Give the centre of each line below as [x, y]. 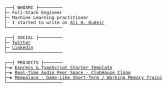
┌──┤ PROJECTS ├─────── [33, 62]
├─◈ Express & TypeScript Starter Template [58, 67]
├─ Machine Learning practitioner [46, 17]
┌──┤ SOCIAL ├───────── [33, 37]
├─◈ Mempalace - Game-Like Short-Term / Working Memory [74, 77]
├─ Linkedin [19, 47]
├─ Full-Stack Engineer [33, 12]
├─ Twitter [17, 42]
